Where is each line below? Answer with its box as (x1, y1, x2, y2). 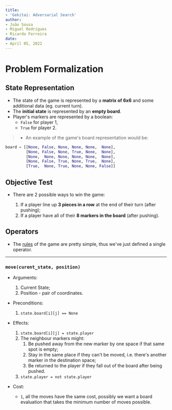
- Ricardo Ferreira (5, 31, 47, 37)
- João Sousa (5, 22, 33, 27)
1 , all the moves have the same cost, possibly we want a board (20, 394, 153, 400)
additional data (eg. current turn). (12, 102, 83, 109)
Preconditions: (12, 300, 44, 306)
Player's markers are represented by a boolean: (12, 114, 114, 120)
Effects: (12, 320, 29, 326)
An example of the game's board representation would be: (25, 134, 148, 140)
